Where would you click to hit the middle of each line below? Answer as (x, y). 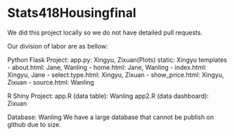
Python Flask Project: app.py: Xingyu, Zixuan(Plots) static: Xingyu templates (117, 60)
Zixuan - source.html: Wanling (51, 82)
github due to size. (34, 124)
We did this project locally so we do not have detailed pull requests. (105, 32)
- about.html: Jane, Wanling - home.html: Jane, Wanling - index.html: (107, 67)
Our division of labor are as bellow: (58, 46)
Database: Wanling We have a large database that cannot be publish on (111, 117)
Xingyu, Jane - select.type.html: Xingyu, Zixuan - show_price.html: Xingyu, (116, 75)
